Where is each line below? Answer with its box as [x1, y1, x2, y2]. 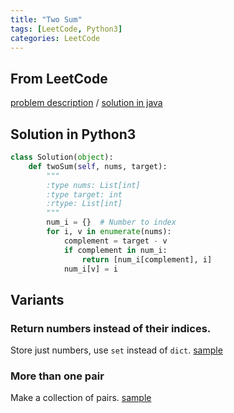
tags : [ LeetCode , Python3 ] [10, 24, 123, 34]
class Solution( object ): [10, 152, 114, 162]
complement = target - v [63, 236, 168, 246]
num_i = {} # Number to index [46, 217, 177, 228]
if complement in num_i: [63, 245, 168, 255]
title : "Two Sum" [10, 14, 83, 25]
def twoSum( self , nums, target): [28, 161, 168, 171]
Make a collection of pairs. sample [10, 392, 152, 404]
